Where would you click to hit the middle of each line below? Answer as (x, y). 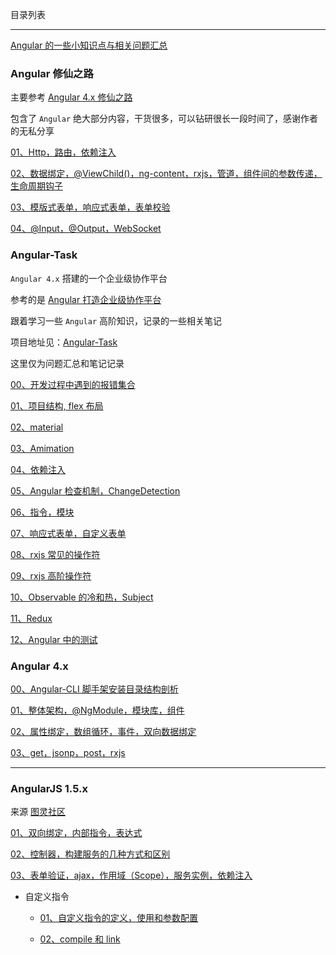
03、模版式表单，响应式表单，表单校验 (90, 207)
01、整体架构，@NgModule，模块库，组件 (97, 710)
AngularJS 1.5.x (49, 788)
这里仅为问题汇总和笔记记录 (67, 363)
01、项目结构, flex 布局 (57, 405)
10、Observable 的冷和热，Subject (82, 597)
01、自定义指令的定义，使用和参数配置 (119, 918)
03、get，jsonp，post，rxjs (68, 752)
